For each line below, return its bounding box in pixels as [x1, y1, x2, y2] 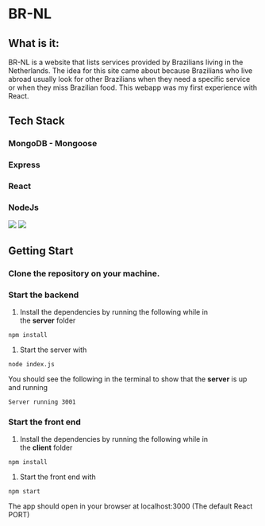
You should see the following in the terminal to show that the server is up [8, 374, 248, 384]
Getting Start [8, 244, 74, 257]
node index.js [8, 361, 56, 369]
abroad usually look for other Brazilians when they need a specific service [8, 75, 251, 83]
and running [8, 383, 48, 393]
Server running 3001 [8, 398, 77, 406]
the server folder [19, 315, 76, 326]
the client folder [19, 443, 73, 453]
